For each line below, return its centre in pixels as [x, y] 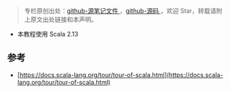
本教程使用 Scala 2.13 [47, 34]
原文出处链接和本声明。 [64, 19]
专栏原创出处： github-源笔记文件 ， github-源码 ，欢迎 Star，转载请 [120, 11]
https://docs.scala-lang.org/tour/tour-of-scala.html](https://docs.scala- [122, 74]
